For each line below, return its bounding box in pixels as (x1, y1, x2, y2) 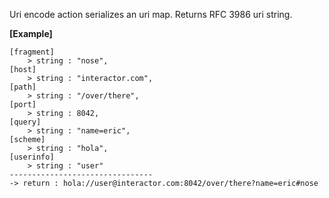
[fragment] (9, 47, 55, 57)
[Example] (9, 28, 53, 39)
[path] (9, 82, 37, 92)
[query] (9, 117, 42, 127)
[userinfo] (9, 152, 55, 162)
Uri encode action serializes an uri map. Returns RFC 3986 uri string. (9, 9, 293, 20)
